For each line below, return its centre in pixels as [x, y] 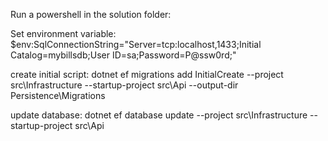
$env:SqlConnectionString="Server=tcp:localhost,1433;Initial [136, 44]
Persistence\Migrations [58, 95]
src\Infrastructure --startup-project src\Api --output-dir [124, 85]
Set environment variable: [63, 33]
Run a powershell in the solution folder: [91, 14]
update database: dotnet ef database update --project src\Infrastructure [159, 115]
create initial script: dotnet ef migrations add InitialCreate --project [147, 74]
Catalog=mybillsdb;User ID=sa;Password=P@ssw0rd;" [123, 55]
